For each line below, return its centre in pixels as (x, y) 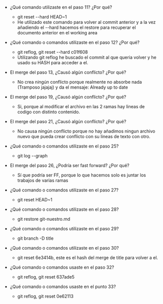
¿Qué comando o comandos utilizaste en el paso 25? (64, 146)
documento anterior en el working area (57, 33)
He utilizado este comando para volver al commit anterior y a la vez (86, 22)
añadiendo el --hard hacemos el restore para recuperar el (77, 27)
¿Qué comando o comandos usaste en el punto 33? (63, 287)
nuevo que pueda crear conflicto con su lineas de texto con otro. (84, 136)
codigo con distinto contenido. (49, 112)
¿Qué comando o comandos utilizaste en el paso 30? (64, 248)
